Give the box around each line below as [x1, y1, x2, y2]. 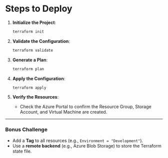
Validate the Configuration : [12, 38, 70, 44]
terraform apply [12, 85, 46, 90]
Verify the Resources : [12, 94, 59, 100]
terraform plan [12, 66, 44, 71]
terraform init [12, 29, 44, 34]
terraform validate [12, 48, 53, 53]
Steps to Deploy [5, 3, 72, 14]
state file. [12, 148, 32, 154]
